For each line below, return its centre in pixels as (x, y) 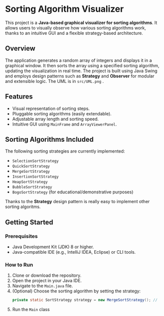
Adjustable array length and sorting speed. (55, 119)
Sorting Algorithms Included (49, 139)
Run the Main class (31, 310)
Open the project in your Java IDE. (47, 281)
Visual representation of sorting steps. (51, 108)
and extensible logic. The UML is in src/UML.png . (55, 81)
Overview (20, 48)
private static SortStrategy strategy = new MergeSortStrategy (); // (85, 300)
